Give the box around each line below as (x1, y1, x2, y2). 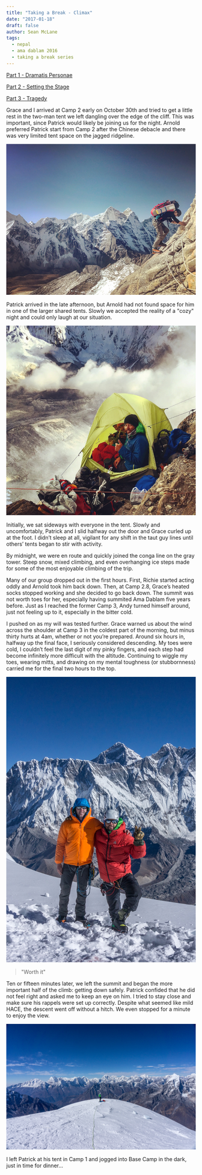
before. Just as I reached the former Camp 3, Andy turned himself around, (6, 602, 191, 609)
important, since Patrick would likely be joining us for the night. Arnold (6, 119, 180, 126)
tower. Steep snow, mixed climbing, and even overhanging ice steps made (6, 558, 190, 566)
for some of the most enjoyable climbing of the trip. (6, 564, 133, 572)
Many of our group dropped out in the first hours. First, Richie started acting (6, 576, 194, 584)
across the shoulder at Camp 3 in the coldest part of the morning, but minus (6, 626, 195, 634)
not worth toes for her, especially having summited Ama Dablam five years (6, 596, 191, 603)
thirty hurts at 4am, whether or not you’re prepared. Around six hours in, (6, 632, 185, 640)
